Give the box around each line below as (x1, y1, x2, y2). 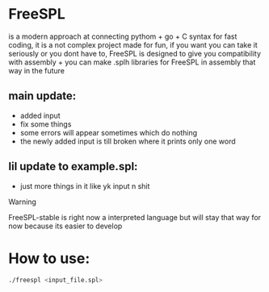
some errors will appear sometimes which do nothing (19, 127, 198, 137)
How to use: (8, 249, 90, 267)
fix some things (19, 119, 72, 129)
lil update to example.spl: (8, 160, 138, 173)
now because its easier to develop (8, 221, 123, 231)
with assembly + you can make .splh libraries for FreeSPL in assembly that (8, 57, 256, 67)
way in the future (8, 65, 65, 75)
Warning (8, 197, 36, 206)
